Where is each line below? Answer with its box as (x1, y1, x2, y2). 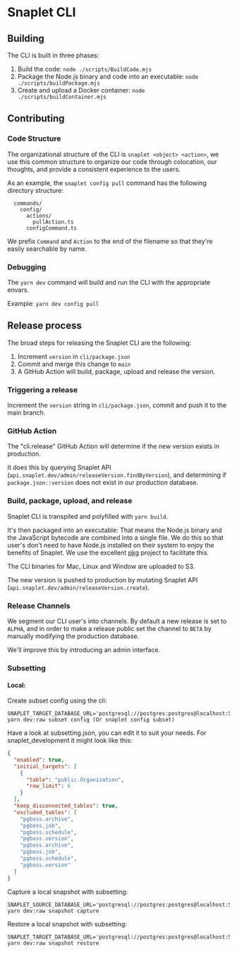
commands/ (13, 199, 42, 207)
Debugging (7, 262, 47, 272)
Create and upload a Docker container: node (17, 86, 145, 94)
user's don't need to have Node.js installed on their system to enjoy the (7, 541, 214, 549)
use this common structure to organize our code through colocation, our (7, 157, 217, 166)
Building (7, 33, 44, 45)
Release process (7, 319, 83, 332)
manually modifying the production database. (7, 632, 140, 640)
